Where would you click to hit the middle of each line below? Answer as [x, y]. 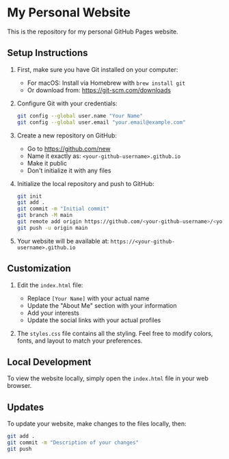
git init [29, 196]
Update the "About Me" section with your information [102, 305]
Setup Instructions [48, 53]
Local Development [49, 362]
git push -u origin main [52, 228]
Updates [26, 407]
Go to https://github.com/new [69, 148]
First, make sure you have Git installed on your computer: [97, 69]
